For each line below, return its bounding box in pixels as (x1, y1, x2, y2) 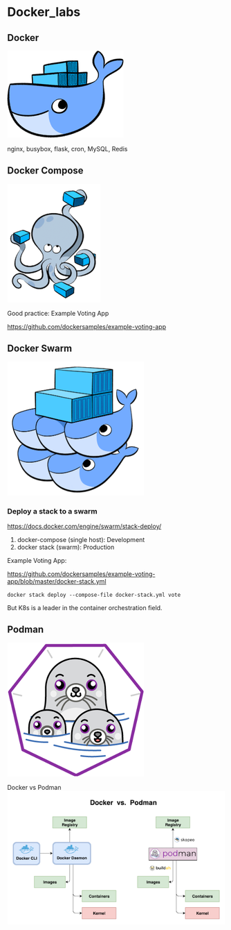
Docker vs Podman (7, 783, 62, 791)
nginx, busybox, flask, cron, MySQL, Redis (7, 145, 128, 153)
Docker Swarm (7, 343, 73, 355)
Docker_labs (7, 4, 81, 20)
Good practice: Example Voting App (7, 309, 109, 317)
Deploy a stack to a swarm (7, 506, 98, 516)
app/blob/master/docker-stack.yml (7, 577, 107, 585)
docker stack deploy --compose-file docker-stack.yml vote (7, 591, 181, 598)
